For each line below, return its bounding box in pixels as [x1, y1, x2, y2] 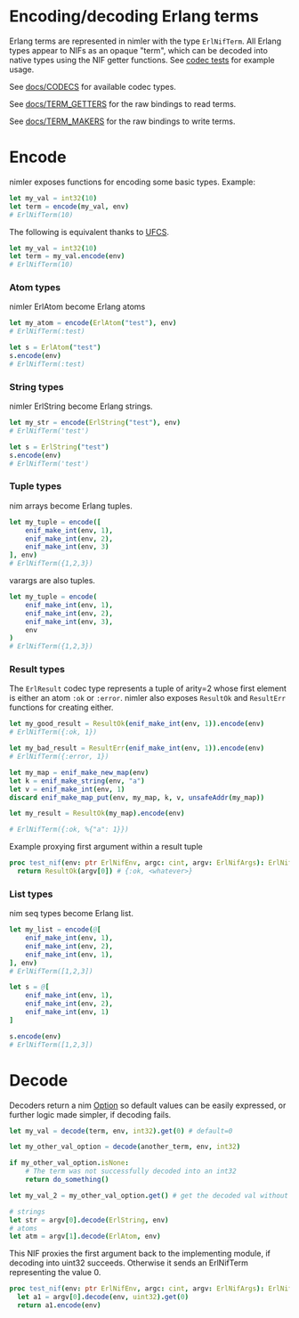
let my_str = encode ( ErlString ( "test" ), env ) [9, 419, 181, 427]
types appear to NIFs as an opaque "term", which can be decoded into [9, 45, 269, 55]
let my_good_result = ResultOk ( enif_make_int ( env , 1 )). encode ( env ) [9, 720, 265, 728]
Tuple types [9, 480, 62, 492]
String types [9, 380, 64, 393]
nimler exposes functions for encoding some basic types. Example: [9, 176, 256, 187]
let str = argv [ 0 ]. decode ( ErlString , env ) [9, 1216, 169, 1224]
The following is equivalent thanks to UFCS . [9, 226, 170, 237]
